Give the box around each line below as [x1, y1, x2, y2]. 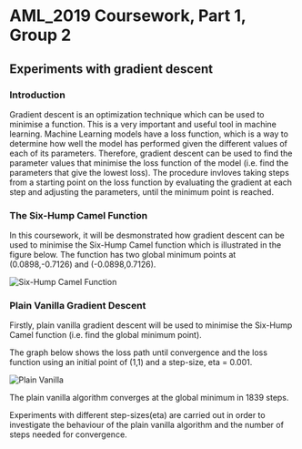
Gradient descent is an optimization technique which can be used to [9, 108, 265, 119]
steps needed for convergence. [9, 429, 127, 440]
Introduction [9, 88, 65, 101]
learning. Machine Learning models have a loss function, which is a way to [9, 128, 289, 139]
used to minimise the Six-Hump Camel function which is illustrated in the [9, 240, 282, 250]
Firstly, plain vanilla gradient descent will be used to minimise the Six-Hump [9, 320, 293, 331]
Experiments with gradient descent [9, 61, 214, 77]
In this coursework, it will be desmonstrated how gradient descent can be [9, 230, 285, 241]
